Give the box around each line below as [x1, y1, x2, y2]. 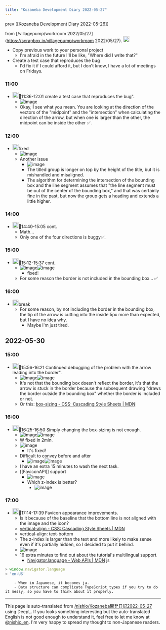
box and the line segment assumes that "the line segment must [27, 182, 156, 188]
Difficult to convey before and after [19, 453, 91, 459]
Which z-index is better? [27, 479, 77, 485]
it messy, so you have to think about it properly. [5, 589, 114, 594]
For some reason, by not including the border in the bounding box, [19, 306, 155, 312]
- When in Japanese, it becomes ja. [14, 580, 90, 585]
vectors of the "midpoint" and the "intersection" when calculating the [19, 109, 161, 115]
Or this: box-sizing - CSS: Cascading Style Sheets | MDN [19, 401, 136, 407]
